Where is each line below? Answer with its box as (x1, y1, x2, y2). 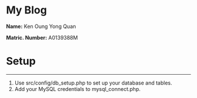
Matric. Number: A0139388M (6, 34, 78, 41)
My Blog (6, 3, 47, 17)
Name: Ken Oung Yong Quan (6, 23, 76, 30)
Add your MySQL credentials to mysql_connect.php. (14, 85, 141, 92)
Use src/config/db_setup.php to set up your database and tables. (14, 79, 172, 86)
